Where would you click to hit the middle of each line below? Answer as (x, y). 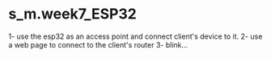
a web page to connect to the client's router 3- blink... (98, 44)
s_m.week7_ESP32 (73, 14)
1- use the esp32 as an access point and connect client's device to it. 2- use (135, 36)
